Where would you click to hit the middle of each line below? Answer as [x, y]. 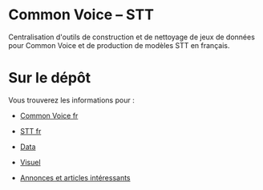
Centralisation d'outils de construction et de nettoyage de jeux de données [131, 37]
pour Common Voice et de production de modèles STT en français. [119, 45]
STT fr [30, 131]
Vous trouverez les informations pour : [71, 100]
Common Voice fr [49, 115]
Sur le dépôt [50, 78]
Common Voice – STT [81, 15]
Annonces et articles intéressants [75, 177]
